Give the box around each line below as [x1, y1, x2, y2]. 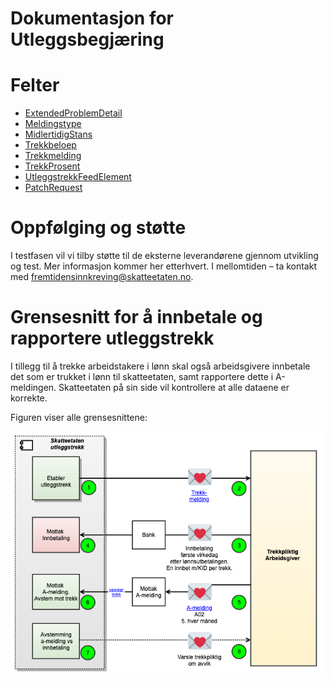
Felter [10, 74, 60, 97]
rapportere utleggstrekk [10, 327, 215, 350]
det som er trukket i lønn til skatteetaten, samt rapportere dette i [10, 371, 274, 382]
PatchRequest [24, 182, 83, 194]
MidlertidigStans [24, 128, 93, 141]
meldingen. [10, 382, 57, 393]
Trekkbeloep [24, 139, 77, 151]
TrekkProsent [24, 160, 81, 172]
